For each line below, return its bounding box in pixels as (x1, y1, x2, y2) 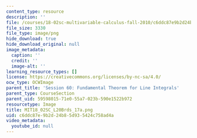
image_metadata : (6, 47, 46, 53)
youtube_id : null (11, 123, 54, 129)
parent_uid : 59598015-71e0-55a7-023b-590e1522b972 (6, 96, 133, 102)
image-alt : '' (11, 63, 46, 69)
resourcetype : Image (6, 101, 57, 107)
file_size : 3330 (6, 25, 46, 31)
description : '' (6, 14, 46, 20)
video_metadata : (6, 118, 46, 124)
